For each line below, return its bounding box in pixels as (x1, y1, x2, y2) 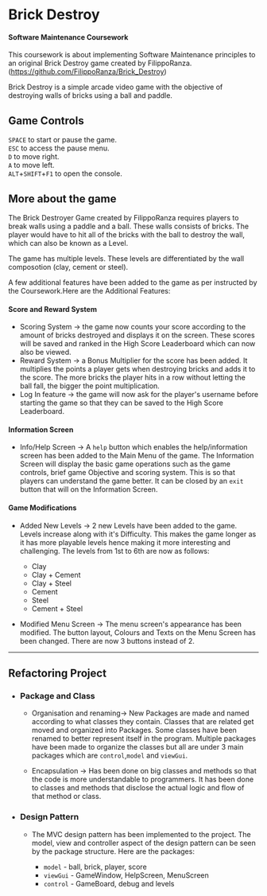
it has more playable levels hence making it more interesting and (19, 537, 230, 547)
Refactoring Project (8, 667, 107, 680)
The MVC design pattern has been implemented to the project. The (31, 829, 252, 839)
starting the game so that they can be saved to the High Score (19, 398, 224, 407)
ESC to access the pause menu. (8, 143, 110, 153)
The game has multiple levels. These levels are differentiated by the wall (8, 254, 245, 263)
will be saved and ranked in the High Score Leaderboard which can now (19, 339, 256, 349)
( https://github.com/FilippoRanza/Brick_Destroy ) (8, 67, 167, 76)
